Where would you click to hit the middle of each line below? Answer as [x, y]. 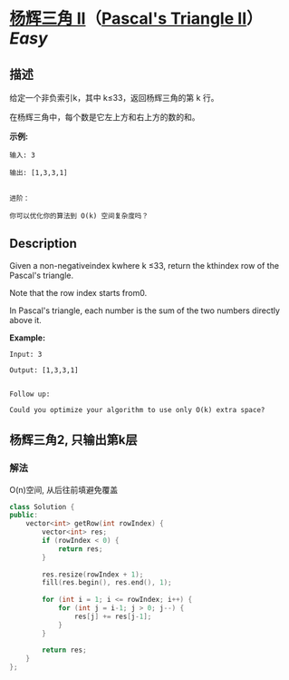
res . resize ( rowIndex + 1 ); [93, 574]
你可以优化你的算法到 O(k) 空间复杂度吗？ [79, 216]
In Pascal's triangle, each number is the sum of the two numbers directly [145, 310]
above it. [26, 320]
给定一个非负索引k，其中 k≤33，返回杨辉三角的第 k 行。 [114, 98]
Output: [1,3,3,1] [44, 370]
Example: [28, 338]
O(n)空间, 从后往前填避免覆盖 [64, 489]
